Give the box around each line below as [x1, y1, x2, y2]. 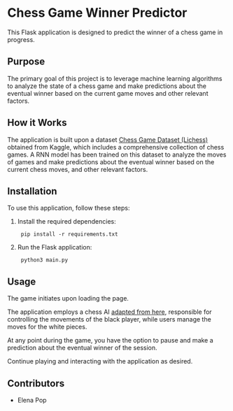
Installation [7, 185, 57, 197]
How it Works [7, 117, 67, 129]
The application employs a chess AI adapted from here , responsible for [7, 308, 212, 316]
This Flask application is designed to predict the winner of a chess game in [7, 28, 223, 36]
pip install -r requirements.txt [20, 231, 118, 238]
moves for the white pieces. [7, 323, 87, 331]
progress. [7, 35, 35, 43]
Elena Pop [17, 396, 47, 404]
